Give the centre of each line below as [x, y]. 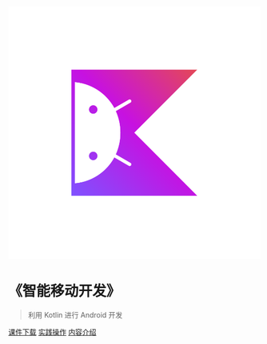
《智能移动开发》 [65, 291]
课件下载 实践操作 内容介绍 [52, 332]
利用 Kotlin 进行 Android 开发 [75, 314]
